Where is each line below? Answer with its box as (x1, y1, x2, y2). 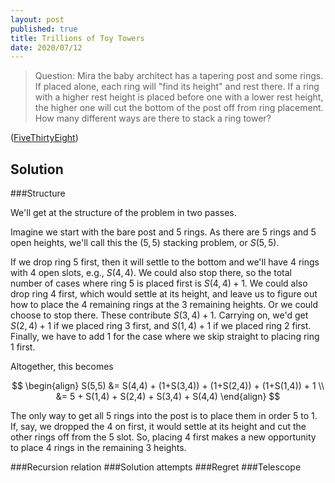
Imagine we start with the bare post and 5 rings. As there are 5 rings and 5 (10, 226, 317, 238)
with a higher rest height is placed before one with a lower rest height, (34, 91, 324, 103)
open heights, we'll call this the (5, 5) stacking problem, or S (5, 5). (10, 237, 280, 249)
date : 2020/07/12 (10, 42, 83, 53)
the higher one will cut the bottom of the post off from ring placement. (34, 102, 324, 114)
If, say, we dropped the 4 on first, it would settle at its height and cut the (10, 421, 307, 433)
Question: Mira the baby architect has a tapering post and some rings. (34, 70, 324, 82)
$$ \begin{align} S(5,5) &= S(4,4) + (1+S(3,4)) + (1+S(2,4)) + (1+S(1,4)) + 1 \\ (11, 380, 325, 392)
